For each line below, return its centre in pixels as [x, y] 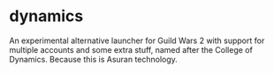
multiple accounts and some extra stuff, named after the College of [131, 49]
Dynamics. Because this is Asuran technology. [94, 59]
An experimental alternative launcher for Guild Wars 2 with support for [137, 40]
